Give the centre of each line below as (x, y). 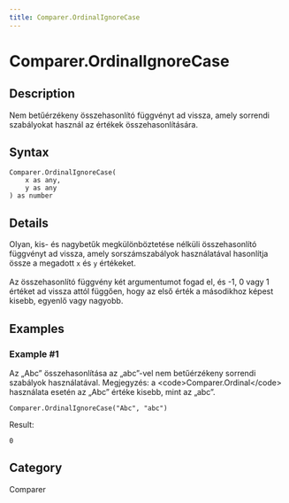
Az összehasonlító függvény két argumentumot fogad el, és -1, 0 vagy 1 (139, 282)
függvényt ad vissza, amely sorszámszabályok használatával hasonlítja (139, 254)
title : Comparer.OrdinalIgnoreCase (75, 17)
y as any (41, 188)
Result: (22, 424)
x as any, (43, 181)
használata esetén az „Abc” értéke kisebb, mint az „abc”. (112, 391)
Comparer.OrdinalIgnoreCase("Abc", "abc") (88, 408)
